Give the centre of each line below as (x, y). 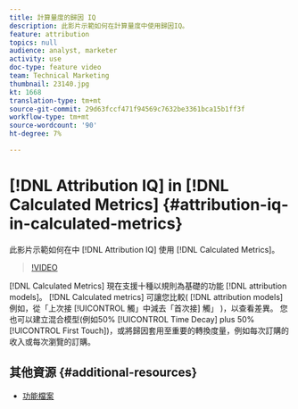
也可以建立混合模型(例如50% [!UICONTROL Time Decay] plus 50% (132, 319)
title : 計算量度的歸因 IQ (53, 17)
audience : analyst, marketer (63, 51)
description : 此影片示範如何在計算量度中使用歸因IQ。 (99, 26)
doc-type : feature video (55, 68)
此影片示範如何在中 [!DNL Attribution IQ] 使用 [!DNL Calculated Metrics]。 (145, 249)
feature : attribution (50, 34)
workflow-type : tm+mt (50, 117)
